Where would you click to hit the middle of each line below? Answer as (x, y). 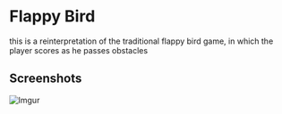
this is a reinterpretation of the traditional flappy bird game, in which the (141, 41)
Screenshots (46, 79)
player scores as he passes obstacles (79, 50)
